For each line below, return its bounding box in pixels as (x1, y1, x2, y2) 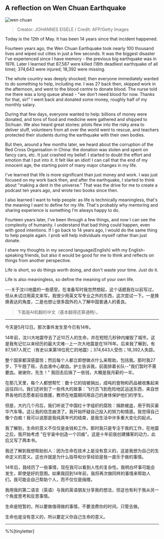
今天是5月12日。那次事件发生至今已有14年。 (5, 324, 94, 330)
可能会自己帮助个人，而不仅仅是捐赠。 (18, 476, 95, 482)
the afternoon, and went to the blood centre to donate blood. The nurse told (5, 86, 158, 92)
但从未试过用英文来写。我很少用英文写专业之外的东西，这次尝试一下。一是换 (5, 292, 159, 298)
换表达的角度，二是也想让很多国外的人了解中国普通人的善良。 (5, 299, 129, 305)
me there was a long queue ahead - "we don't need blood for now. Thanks (5, 91, 155, 97)
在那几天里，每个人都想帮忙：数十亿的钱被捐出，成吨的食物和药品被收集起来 (5, 379, 159, 386)
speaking (5, 252, 24, 258)
